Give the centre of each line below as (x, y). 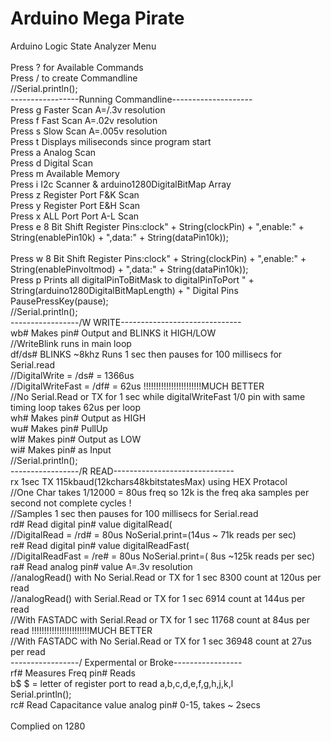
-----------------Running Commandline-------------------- (131, 99)
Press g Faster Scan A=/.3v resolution (88, 109)
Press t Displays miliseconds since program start (111, 141)
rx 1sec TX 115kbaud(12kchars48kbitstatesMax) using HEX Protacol (149, 481)
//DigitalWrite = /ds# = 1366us (72, 375)
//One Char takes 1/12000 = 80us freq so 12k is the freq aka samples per (160, 492)
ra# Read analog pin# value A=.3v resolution (101, 566)
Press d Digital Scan (51, 163)
